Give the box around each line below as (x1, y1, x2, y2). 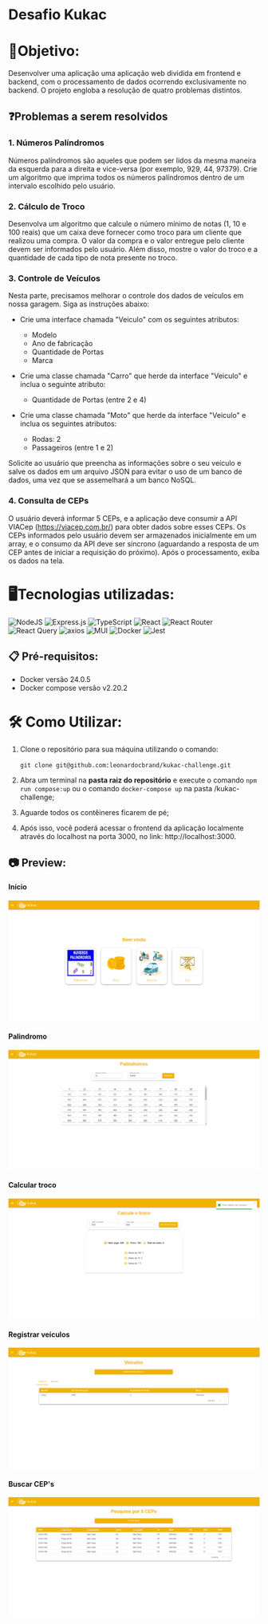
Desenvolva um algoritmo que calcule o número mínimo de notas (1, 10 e (8, 219, 246, 229)
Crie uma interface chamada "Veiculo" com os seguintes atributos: (19, 315, 239, 325)
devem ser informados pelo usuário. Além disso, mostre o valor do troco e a (8, 245, 258, 254)
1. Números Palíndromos (8, 137, 105, 148)
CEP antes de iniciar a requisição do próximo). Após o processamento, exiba (8, 547, 260, 557)
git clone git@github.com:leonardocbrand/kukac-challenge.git (19, 762, 231, 770)
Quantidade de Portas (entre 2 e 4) (31, 395, 147, 404)
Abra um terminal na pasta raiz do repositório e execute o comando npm (19, 775, 258, 785)
